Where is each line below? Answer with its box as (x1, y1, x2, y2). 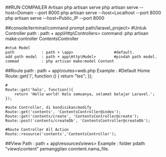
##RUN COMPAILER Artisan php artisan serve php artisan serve (5, 5, 139, 10)
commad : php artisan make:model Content (5, 59, 114, 64)
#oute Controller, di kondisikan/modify (5, 105, 92, 110)
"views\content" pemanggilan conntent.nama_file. (5, 146, 109, 151)
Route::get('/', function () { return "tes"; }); (5, 73, 93, 79)
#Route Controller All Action (5, 127, 69, 132)
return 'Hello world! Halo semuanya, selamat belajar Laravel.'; (14, 92, 155, 97)
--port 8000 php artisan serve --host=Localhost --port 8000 (34, 10, 161, 16)
